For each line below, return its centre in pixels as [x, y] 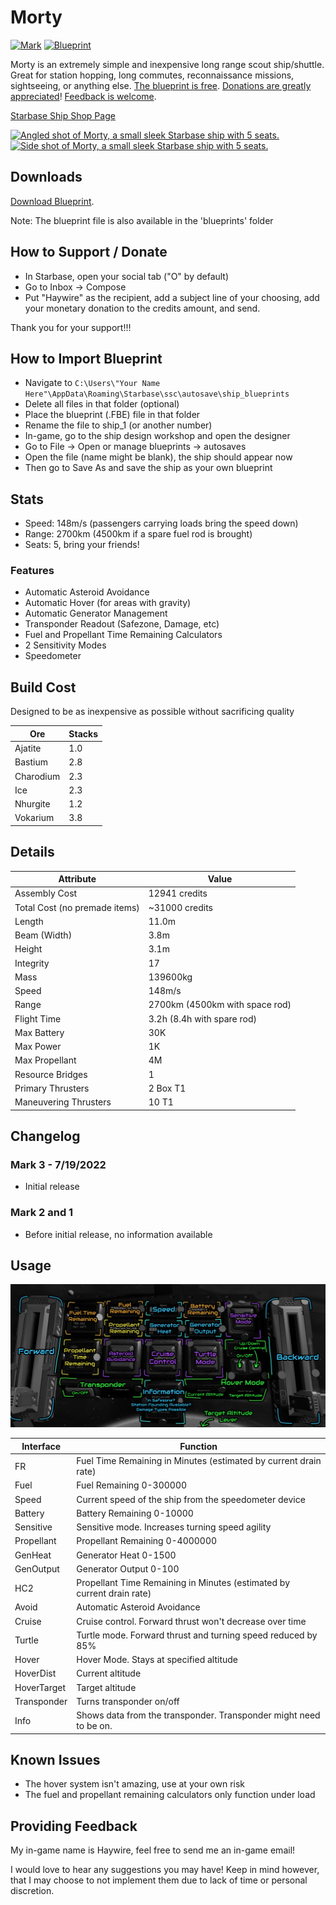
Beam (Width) [43, 935]
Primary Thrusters [52, 1088]
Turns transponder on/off [128, 1701]
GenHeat [33, 1555]
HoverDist [35, 1673]
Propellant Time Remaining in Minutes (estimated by [183, 1583]
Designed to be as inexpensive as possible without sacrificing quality [152, 712]
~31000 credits [180, 907]
